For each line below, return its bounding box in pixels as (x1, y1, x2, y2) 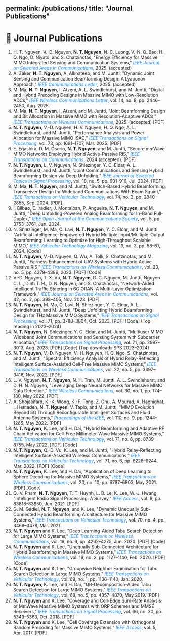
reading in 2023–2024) (13, 324, 61, 330)
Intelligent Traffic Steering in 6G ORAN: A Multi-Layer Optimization (13, 286, 152, 292)
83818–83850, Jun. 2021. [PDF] (13, 501, 79, 507)
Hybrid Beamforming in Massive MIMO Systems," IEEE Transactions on (13, 549, 162, 555)
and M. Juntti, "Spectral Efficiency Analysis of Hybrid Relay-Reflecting (13, 355, 160, 362)
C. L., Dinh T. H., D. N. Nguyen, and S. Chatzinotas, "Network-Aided (13, 281, 154, 287)
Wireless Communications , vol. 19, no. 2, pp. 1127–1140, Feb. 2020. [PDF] (13, 554, 165, 561)
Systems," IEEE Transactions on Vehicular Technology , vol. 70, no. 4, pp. (13, 517, 165, 523)
